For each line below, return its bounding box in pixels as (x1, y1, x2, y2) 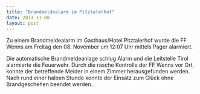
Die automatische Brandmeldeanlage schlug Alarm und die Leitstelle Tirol (6, 55, 189, 62)
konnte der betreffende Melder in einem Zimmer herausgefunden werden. (6, 68, 190, 75)
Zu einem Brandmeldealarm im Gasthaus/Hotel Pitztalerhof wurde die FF (6, 37, 187, 44)
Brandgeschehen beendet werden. (6, 81, 93, 88)
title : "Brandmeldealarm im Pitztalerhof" (6, 8, 115, 15)
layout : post (6, 20, 39, 26)
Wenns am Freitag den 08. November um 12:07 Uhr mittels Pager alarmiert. (6, 43, 193, 50)
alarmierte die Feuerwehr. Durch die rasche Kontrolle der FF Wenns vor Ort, (6, 61, 195, 69)
